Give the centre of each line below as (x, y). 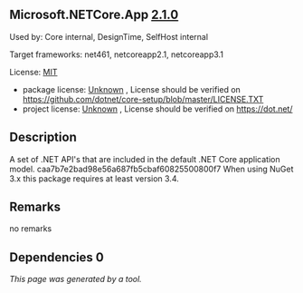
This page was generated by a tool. (76, 279)
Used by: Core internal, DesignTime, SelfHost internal (109, 36)
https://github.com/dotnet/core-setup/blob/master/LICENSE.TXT (143, 99)
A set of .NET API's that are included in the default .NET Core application (145, 159)
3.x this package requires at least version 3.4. (94, 178)
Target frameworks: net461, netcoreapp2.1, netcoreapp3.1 (117, 54)
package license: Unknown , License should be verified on (132, 89)
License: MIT (33, 72)
